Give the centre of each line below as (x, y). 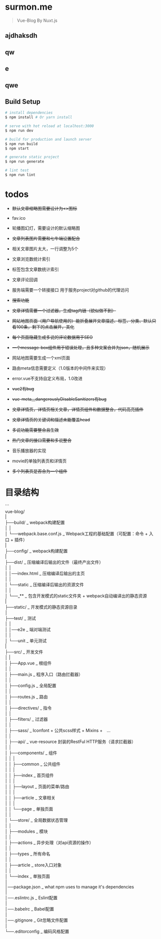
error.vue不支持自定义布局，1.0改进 (47, 378)
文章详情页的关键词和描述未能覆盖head (51, 420)
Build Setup (23, 102)
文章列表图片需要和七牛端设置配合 (46, 238)
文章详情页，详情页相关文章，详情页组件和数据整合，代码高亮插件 (78, 409)
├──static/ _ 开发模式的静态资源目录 (41, 607)
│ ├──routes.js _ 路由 (27, 696)
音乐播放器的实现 (29, 451)
